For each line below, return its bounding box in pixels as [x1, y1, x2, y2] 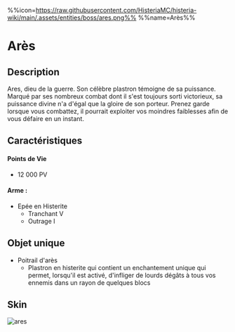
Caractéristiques [7, 135, 83, 147]
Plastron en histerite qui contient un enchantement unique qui [27, 263, 206, 272]
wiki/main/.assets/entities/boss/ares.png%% [7, 13, 137, 22]
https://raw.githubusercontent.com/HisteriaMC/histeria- [35, 6, 197, 14]
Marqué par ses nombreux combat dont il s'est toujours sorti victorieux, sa [7, 92, 223, 101]
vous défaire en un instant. [7, 115, 84, 122]
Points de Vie [7, 154, 47, 162]
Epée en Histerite [17, 202, 68, 210]
